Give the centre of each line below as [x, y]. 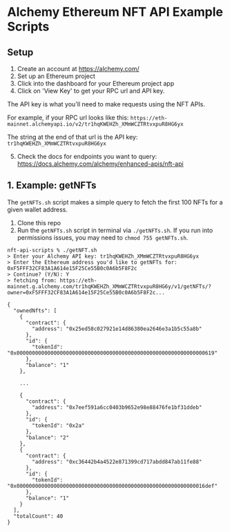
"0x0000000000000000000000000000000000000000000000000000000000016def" [112, 486]
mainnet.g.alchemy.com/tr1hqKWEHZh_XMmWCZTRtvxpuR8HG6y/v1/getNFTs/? [109, 286]
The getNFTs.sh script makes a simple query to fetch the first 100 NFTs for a [115, 202]
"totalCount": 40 [38, 516]
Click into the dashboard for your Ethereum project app [96, 83]
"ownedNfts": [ [35, 311]
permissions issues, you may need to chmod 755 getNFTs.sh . [103, 237]
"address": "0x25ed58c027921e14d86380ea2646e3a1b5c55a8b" [117, 329]
